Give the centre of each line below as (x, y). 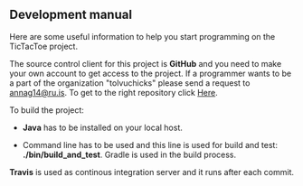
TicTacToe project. (44, 46)
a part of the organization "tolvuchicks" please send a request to (130, 83)
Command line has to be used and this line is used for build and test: (150, 144)
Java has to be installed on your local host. (102, 127)
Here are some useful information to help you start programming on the (142, 36)
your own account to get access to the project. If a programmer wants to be (151, 73)
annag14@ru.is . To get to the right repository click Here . (114, 92)
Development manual (71, 15)
